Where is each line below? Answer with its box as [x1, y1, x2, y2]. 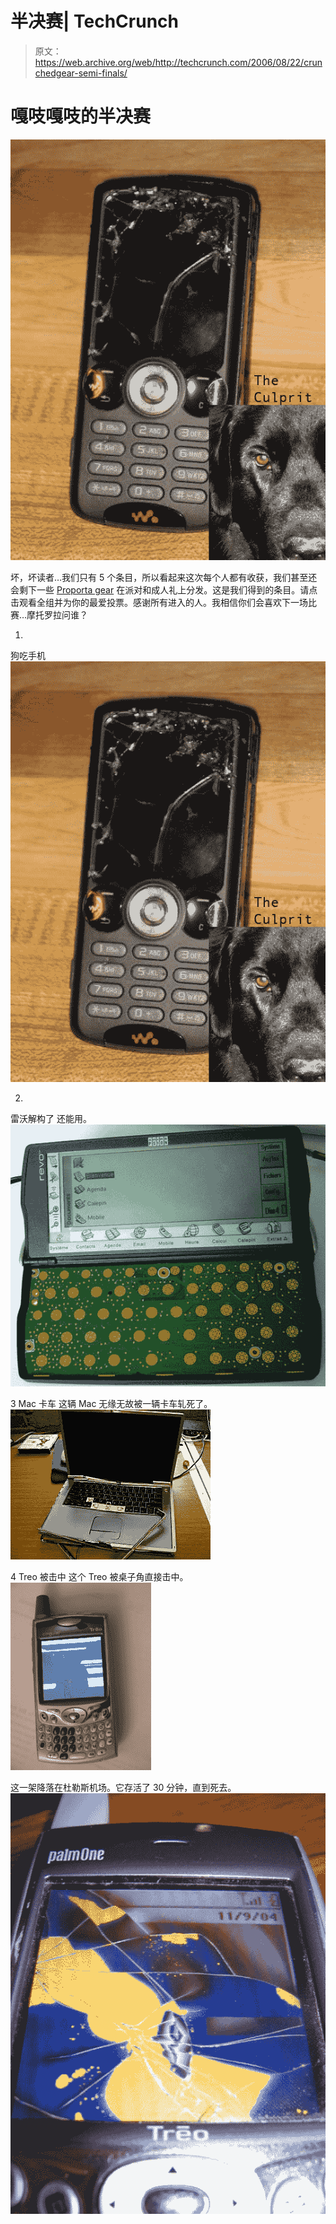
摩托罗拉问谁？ [26, 608, 89, 621]
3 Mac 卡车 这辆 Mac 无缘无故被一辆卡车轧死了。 [10, 1397, 213, 1409]
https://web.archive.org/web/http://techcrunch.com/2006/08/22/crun [34, 56, 323, 68]
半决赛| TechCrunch [10, 10, 180, 33]
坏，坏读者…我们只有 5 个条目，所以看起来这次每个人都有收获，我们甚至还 [10, 571, 318, 583]
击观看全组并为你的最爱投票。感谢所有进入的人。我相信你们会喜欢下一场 [10, 596, 308, 608]
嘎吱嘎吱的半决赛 [10, 105, 152, 128]
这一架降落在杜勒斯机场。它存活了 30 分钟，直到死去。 [10, 1781, 237, 1793]
